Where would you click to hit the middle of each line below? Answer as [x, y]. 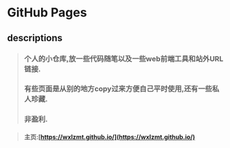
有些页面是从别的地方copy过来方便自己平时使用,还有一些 [118, 89]
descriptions [35, 38]
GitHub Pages [47, 13]
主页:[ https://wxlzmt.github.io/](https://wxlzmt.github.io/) [110, 137]
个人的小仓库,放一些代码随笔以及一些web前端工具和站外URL [124, 58]
